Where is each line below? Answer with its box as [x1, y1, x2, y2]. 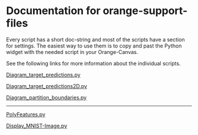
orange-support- [103, 4, 188, 18]
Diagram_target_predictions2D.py [6, 82, 87, 89]
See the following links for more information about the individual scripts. [6, 60, 181, 67]
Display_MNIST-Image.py [6, 122, 68, 129]
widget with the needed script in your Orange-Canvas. [6, 48, 138, 55]
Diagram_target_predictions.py [6, 71, 81, 78]
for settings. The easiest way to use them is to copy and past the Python [6, 42, 182, 49]
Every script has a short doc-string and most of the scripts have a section [6, 36, 185, 43]
